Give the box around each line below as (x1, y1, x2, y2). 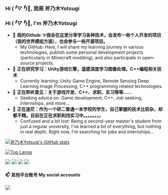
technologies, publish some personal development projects (20, 49, 143, 55)
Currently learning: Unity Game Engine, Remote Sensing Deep (20, 78, 149, 84)
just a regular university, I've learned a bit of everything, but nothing (20, 124, 161, 130)
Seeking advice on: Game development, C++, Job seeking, (20, 95, 143, 101)
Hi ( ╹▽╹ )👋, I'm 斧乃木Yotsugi (5, 20, 77, 27)
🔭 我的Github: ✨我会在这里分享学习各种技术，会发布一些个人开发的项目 (12, 32, 161, 38)
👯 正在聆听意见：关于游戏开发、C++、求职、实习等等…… (12, 89, 133, 95)
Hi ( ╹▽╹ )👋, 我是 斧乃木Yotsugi (5, 5, 80, 12)
